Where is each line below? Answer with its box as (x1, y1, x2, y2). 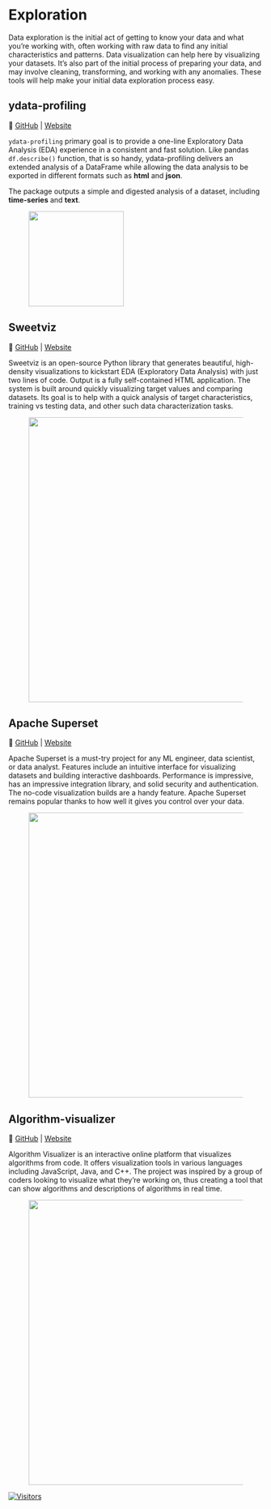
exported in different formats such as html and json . (8, 170, 183, 180)
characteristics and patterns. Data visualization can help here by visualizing (8, 49, 260, 59)
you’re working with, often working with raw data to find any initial (8, 40, 228, 50)
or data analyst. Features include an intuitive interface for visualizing (8, 762, 236, 772)
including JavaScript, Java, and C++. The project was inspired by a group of (8, 1166, 263, 1176)
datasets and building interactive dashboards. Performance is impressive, (8, 771, 254, 781)
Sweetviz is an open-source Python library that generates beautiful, (8, 358, 235, 368)
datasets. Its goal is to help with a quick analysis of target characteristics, (8, 392, 253, 402)
